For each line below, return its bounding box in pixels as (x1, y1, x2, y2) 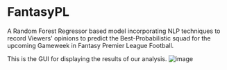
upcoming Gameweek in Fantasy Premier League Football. (7, 41, 174, 49)
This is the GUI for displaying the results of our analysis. (7, 54, 167, 62)
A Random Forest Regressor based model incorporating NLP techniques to (7, 27, 221, 35)
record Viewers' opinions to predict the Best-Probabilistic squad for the (7, 34, 211, 42)
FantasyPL (7, 4, 69, 20)
